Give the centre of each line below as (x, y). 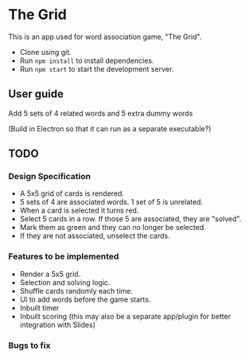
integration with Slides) (57, 325)
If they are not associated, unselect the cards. (95, 236)
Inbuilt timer (39, 307)
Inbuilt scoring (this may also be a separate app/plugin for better (125, 316)
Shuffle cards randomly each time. (76, 291)
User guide (36, 94)
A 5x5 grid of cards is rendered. (72, 193)
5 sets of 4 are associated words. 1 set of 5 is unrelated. (111, 202)
